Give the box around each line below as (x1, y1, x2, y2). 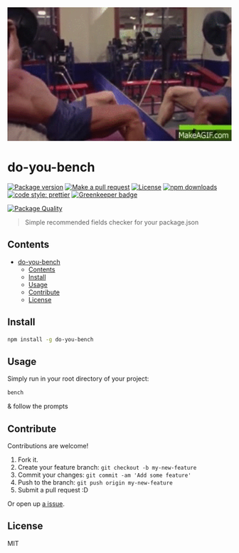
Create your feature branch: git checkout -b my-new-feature (17, 462, 197, 471)
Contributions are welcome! (7, 441, 89, 450)
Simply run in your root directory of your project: (7, 374, 149, 383)
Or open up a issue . (7, 499, 65, 508)
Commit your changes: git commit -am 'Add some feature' (17, 470, 192, 479)
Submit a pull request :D (17, 485, 89, 494)
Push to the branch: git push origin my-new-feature (17, 477, 173, 487)
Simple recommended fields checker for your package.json (24, 217, 199, 227)
